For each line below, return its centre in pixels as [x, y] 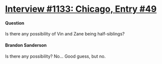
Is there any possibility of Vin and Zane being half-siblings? [65, 34]
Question [15, 23]
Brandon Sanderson [26, 45]
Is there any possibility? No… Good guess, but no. [55, 56]
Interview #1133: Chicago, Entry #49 [81, 9]
